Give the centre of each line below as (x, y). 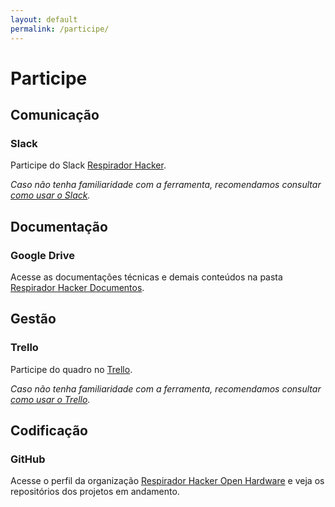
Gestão (33, 319)
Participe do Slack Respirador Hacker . (88, 165)
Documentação (59, 226)
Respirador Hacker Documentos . (77, 288)
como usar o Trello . (50, 399)
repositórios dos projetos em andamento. (95, 492)
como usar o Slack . (50, 195)
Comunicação (55, 115)
